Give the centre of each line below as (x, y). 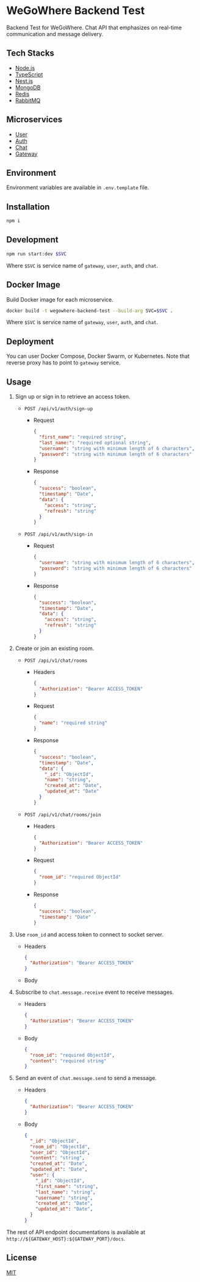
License (22, 1258)
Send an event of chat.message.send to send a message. (86, 1078)
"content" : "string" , (57, 1158)
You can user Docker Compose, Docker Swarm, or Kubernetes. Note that (98, 356)
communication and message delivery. (55, 34)
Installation (28, 207)
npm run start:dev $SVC (37, 254)
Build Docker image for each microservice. (60, 299)
